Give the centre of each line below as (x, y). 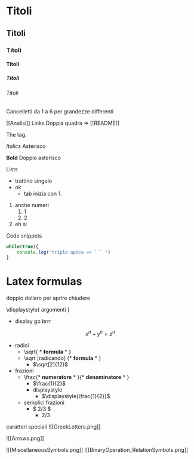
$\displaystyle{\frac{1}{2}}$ (76, 396)
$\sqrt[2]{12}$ (50, 364)
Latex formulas (44, 281)
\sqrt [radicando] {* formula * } (62, 358)
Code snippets (24, 235)
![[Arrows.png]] (25, 438)
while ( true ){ (22, 247)
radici (22, 345)
